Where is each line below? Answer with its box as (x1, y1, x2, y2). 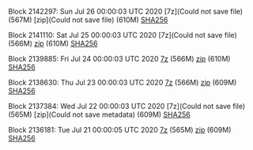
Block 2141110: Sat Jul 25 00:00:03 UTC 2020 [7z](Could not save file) (8, 31, 237, 39)
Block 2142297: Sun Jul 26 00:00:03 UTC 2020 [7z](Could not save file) (8, 7, 244, 16)
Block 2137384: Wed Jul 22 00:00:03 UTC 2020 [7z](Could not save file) (8, 102, 246, 111)
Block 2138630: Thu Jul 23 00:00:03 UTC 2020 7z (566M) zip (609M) (8, 78, 237, 87)
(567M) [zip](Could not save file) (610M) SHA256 (8, 15, 168, 24)
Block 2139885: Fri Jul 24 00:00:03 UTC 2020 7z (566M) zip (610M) (8, 54, 231, 63)
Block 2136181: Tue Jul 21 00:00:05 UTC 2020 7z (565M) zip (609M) (8, 126, 232, 134)
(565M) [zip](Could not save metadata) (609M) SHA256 (8, 110, 191, 119)
